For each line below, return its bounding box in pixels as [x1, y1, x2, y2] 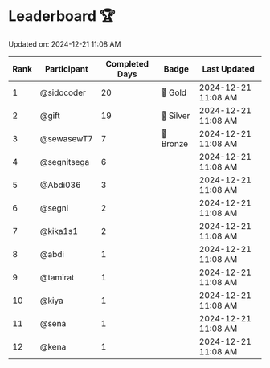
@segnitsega [39, 156, 90, 167]
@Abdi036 [39, 179, 82, 190]
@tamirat [39, 272, 75, 283]
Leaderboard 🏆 [8, 7, 116, 26]
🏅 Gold [161, 87, 187, 98]
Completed [105, 58, 149, 69]
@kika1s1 [39, 225, 79, 236]
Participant [44, 63, 88, 74]
